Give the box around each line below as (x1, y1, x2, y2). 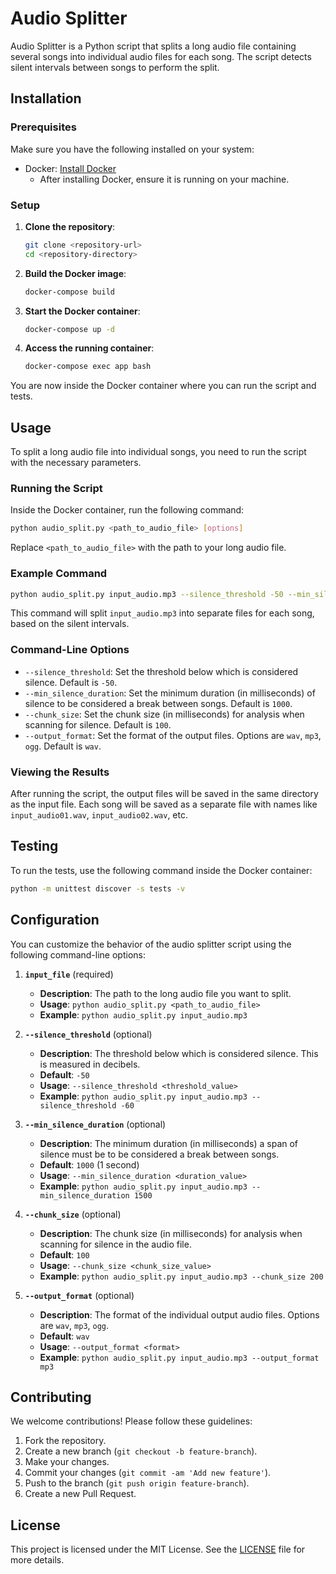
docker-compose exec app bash (24, 362, 152, 372)
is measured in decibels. (39, 1058, 141, 1070)
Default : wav (39, 1330, 90, 1342)
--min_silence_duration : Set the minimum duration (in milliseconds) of (24, 687, 316, 699)
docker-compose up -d (24, 324, 115, 334)
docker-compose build (24, 287, 115, 297)
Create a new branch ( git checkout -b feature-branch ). (24, 1445, 258, 1457)
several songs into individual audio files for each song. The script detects (10, 50, 312, 62)
